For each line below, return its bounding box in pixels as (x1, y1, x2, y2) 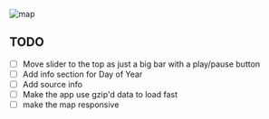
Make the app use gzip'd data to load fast (22, 89, 178, 99)
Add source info (22, 78, 83, 89)
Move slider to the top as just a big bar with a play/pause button (22, 59, 261, 69)
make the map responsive (22, 99, 120, 110)
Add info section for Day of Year (22, 69, 143, 79)
